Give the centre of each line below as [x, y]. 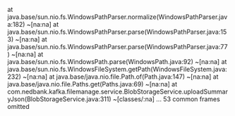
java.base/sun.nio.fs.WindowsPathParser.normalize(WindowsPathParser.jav [117, 17]
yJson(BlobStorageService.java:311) [59, 99]
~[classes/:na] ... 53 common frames [166, 99]
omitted [18, 107]
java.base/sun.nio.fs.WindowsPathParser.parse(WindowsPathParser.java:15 [117, 32]
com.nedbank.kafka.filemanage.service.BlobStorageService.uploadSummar [117, 91]
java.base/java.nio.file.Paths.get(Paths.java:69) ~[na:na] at [92, 84]
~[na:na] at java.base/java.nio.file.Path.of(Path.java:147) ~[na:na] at [120, 77]
